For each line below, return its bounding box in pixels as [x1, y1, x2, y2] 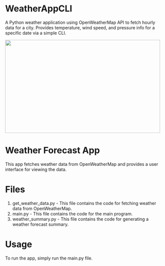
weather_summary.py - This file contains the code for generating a [12, 216, 149, 222]
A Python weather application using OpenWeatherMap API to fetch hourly [5, 19, 156, 25]
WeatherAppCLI [5, 3, 73, 14]
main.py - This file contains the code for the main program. [12, 210, 133, 216]
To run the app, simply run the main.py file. [5, 255, 93, 261]
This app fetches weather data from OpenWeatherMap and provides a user [5, 161, 159, 167]
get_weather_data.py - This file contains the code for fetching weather [12, 200, 157, 206]
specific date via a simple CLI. [5, 30, 66, 36]
